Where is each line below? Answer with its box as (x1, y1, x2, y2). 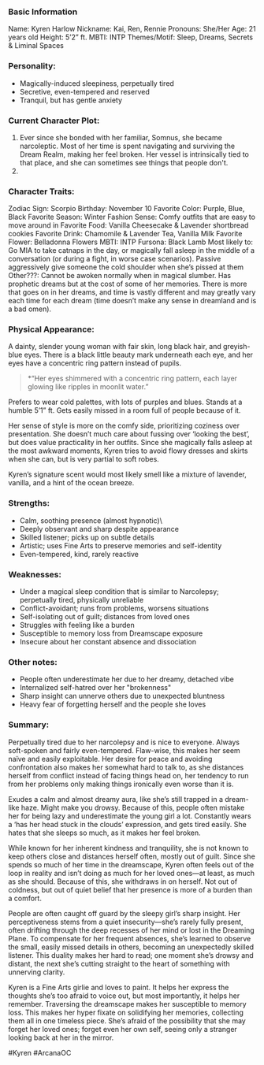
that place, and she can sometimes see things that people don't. (19, 158, 229, 167)
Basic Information (8, 6, 78, 17)
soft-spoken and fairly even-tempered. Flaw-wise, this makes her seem (8, 745, 240, 755)
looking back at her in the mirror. (8, 1033, 114, 1042)
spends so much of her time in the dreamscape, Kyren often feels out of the (8, 859, 255, 869)
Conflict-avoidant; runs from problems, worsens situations (19, 603, 210, 613)
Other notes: (8, 657, 58, 667)
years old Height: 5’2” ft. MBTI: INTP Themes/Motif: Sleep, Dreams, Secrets (8, 32, 254, 42)
